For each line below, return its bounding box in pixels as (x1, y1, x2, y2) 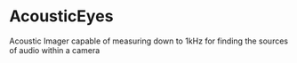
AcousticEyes (9, 6, 114, 27)
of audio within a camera (9, 44, 100, 55)
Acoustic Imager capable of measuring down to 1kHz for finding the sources (9, 35, 289, 46)
